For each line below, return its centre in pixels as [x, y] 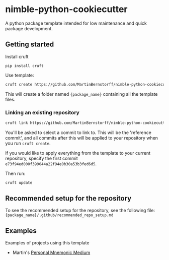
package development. [29, 28]
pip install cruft [24, 66]
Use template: [20, 75]
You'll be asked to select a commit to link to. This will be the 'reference [78, 133]
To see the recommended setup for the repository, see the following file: [80, 211]
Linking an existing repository [42, 112]
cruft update [19, 182]
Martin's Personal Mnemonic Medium [51, 252]
